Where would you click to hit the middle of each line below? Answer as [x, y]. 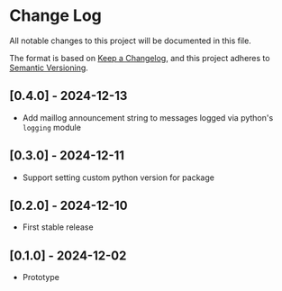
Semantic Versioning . [49, 68]
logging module [51, 127]
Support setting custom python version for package [118, 177]
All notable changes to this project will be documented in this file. [131, 41]
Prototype [41, 277]
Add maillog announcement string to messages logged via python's [148, 117]
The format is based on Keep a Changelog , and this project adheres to [140, 58]
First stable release [58, 227]
